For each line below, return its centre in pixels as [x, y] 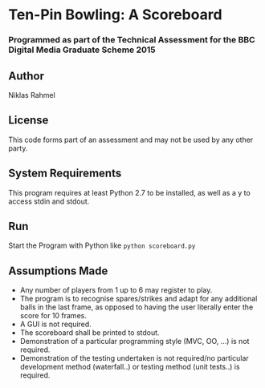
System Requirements [65, 174]
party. [18, 148]
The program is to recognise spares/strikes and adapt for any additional [139, 299]
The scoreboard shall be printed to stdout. [90, 333]
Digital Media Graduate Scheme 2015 [82, 50]
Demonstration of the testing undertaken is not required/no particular [134, 358]
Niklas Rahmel [32, 95]
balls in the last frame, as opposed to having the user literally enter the [137, 307]
